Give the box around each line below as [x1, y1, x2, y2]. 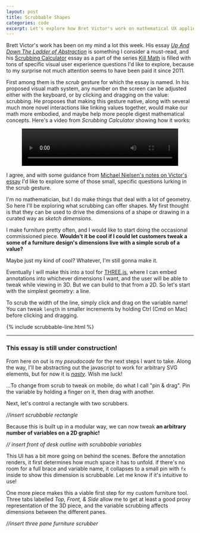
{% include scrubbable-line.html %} [6, 324, 94, 331]
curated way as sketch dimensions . [6, 215, 93, 222]
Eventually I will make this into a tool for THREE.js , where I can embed [6, 269, 177, 276]
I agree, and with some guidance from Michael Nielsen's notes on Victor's [6, 171, 187, 179]
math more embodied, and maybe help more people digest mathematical [6, 110, 185, 118]
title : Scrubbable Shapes [6, 14, 70, 20]
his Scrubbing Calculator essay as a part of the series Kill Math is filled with [6, 54, 191, 61]
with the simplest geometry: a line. [6, 288, 91, 295]
